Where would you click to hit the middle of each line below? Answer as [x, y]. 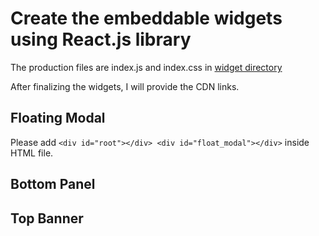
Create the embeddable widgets [146, 18]
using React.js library [101, 39]
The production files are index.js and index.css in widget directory [146, 67]
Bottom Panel [53, 184]
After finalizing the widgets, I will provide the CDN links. [125, 86]
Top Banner [47, 218]
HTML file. [32, 153]
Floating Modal [58, 118]
